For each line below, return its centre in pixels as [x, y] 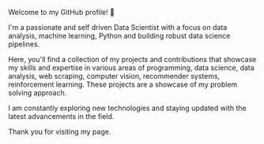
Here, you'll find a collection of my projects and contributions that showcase [132, 59]
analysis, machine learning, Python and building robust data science [119, 36]
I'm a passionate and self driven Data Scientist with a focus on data [118, 27]
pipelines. [24, 44]
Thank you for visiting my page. [60, 131]
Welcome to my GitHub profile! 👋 [61, 12]
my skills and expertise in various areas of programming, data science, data [131, 68]
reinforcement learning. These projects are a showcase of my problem [123, 84]
